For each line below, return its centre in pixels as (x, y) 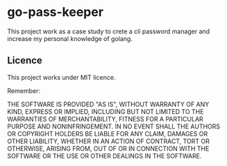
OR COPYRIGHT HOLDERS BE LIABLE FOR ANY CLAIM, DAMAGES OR (108, 133)
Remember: (24, 90)
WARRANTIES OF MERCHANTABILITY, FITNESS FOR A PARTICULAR (105, 119)
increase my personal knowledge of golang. (70, 38)
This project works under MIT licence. (61, 77)
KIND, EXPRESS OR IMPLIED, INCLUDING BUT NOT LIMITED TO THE (106, 111)
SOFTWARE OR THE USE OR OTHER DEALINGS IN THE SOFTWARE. (104, 156)
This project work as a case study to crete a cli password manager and (109, 31)
